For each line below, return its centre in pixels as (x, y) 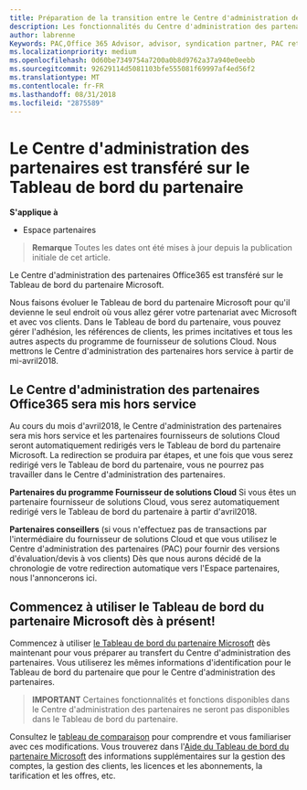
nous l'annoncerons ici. (53, 578)
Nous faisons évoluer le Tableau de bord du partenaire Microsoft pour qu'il (150, 303)
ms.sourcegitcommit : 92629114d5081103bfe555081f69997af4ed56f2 (132, 69)
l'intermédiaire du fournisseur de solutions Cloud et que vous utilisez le (143, 539)
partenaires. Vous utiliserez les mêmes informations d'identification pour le (150, 662)
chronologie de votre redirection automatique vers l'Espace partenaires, (145, 569)
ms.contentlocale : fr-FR (57, 86)
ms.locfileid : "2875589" (57, 103)
